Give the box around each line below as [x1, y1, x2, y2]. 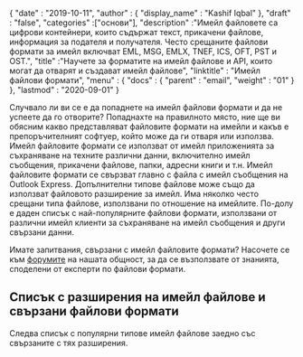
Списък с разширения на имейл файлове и [9, 289, 266, 305]
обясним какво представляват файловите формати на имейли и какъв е [9, 121, 289, 132]
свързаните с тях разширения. [9, 337, 128, 348]
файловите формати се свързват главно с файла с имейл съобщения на [9, 169, 289, 180]
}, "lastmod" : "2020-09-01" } [9, 85, 119, 95]
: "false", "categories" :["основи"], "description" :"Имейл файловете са [9, 17, 279, 28]
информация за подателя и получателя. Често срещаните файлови [9, 36, 269, 47]
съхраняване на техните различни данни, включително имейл [9, 150, 251, 161]
